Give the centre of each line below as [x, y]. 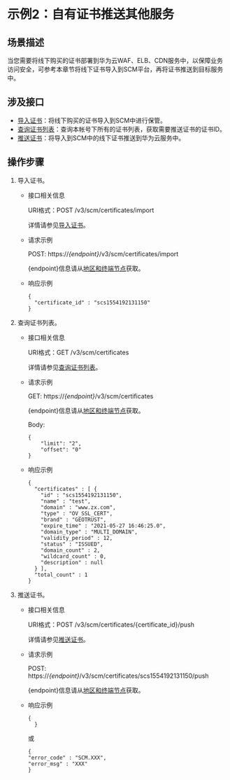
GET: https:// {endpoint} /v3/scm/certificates [91, 396]
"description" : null [72, 562]
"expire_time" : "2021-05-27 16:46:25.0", [103, 526]
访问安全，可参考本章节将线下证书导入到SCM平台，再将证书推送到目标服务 [115, 69]
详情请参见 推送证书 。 [58, 639]
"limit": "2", [61, 443]
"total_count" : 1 [61, 575]
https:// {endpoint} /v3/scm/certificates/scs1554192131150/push [118, 676]
